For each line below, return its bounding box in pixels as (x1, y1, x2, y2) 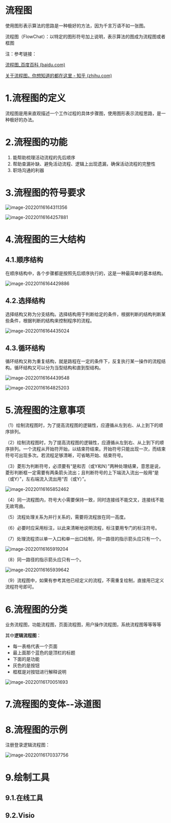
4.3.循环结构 (5, 343, 45, 352)
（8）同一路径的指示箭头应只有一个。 (5, 556, 84, 563)
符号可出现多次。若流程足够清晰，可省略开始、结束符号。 (5, 452, 126, 459)
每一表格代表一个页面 (12, 643, 58, 649)
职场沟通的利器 (12, 167, 44, 173)
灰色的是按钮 (12, 662, 40, 668)
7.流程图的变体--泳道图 (5, 699, 101, 710)
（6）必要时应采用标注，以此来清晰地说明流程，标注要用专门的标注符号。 (5, 525, 160, 531)
